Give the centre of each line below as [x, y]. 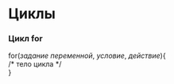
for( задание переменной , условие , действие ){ [87, 55]
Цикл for [25, 39]
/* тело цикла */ [35, 64]
